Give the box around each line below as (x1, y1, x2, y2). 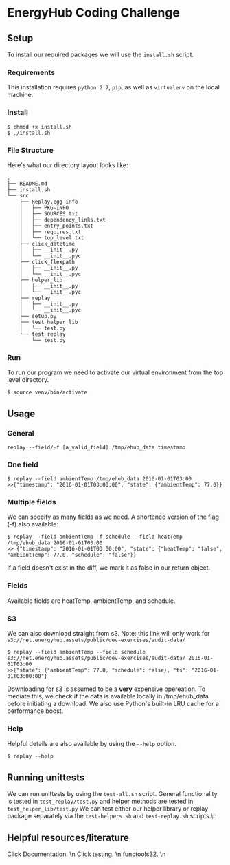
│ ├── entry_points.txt (19, 222, 94, 229)
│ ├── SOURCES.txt (19, 210, 78, 217)
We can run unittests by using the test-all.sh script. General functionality (7, 790, 218, 798)
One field (7, 460, 38, 469)
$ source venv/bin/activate (7, 389, 88, 396)
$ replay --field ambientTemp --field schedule (7, 649, 146, 656)
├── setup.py (19, 312, 57, 319)
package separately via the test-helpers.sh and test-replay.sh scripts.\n (7, 812, 218, 820)
